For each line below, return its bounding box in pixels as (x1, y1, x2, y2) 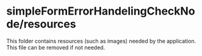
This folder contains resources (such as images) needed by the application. (6, 37, 197, 44)
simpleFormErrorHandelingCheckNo (6, 4, 195, 18)
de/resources (6, 17, 76, 31)
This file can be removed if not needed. (6, 44, 106, 51)
